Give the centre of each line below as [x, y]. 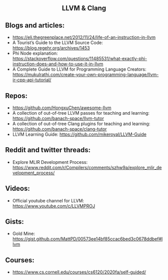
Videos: [17, 189]
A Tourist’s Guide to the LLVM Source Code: [58, 43]
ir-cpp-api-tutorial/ [32, 80]
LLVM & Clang [84, 8]
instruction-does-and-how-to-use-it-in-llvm [58, 64]
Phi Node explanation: [35, 53]
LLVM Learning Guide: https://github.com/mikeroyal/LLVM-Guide [79, 134]
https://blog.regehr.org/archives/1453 [51, 48]
